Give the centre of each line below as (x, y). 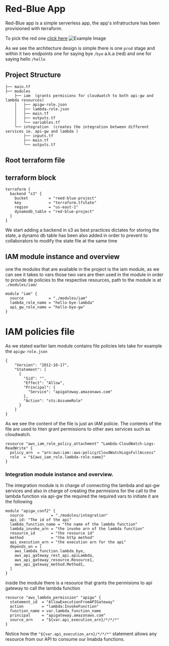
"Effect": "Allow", (44, 383)
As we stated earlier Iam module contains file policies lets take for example (84, 346)
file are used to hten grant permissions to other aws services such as (78, 429)
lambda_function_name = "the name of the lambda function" (74, 524)
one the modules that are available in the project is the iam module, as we (82, 269)
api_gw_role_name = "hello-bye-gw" (48, 307)
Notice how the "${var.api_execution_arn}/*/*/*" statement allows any (81, 634)
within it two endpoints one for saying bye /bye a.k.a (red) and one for (78, 53)
